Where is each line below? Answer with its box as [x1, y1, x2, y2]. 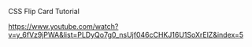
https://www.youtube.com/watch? [8, 22, 119, 31]
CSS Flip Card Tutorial [8, 7, 80, 16]
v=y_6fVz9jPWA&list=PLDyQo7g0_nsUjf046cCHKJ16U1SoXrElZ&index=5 [8, 31, 244, 39]
